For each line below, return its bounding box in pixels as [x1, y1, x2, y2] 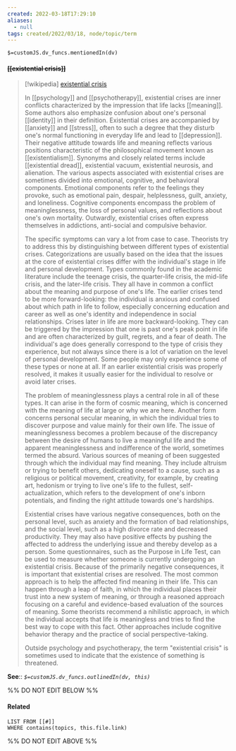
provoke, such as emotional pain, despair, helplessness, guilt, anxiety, [24, 191, 228, 200]
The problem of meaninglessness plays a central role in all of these [24, 391, 220, 400]
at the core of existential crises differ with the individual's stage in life [24, 257, 226, 266]
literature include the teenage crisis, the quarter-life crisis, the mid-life [24, 273, 228, 281]
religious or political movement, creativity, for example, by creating [24, 474, 218, 483]
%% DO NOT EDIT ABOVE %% [7, 736, 97, 745]
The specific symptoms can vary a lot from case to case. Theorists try [24, 235, 229, 244]
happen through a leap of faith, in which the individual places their [24, 585, 217, 593]
